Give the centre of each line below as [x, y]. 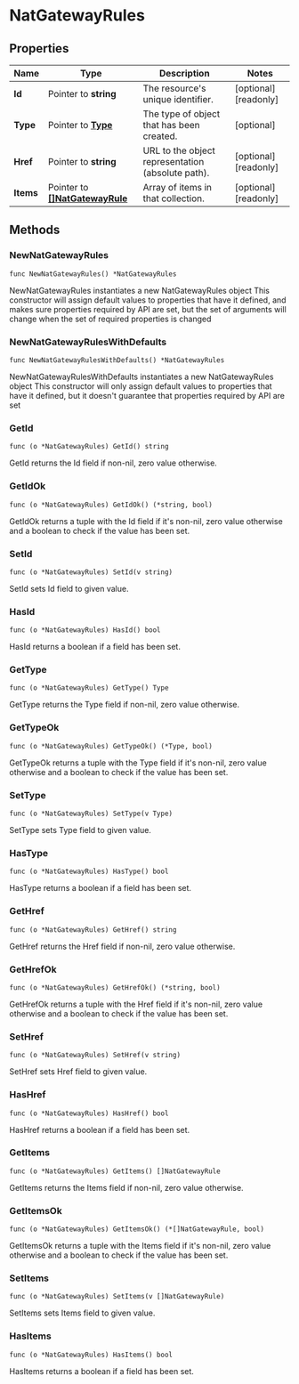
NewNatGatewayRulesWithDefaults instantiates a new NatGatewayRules [141, 376]
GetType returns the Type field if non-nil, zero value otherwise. [125, 705]
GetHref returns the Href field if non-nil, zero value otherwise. [122, 946]
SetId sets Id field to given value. [69, 588]
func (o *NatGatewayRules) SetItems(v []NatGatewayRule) [117, 1297]
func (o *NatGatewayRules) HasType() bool [89, 872]
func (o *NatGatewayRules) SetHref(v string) [95, 1056]
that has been [171, 125]
